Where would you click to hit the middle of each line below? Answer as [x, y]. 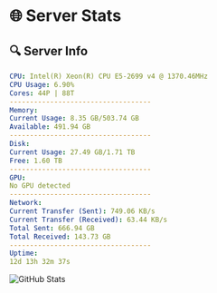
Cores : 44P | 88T [42, 93]
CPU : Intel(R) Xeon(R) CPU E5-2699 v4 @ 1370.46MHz [108, 76]
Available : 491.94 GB [50, 127]
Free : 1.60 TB [36, 161]
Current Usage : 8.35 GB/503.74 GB [75, 119]
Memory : [24, 110]
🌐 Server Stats [66, 16]
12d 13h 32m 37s [40, 262]
